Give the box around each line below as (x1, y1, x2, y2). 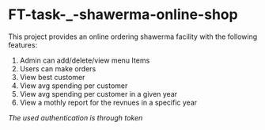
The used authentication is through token (8, 113, 143, 122)
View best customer (19, 72, 85, 82)
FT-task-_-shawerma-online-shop (8, 6, 239, 24)
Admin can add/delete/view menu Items (19, 55, 150, 65)
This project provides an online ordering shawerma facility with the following (8, 32, 258, 41)
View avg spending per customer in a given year (19, 89, 178, 98)
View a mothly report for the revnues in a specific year (19, 97, 198, 107)
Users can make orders (19, 63, 97, 73)
